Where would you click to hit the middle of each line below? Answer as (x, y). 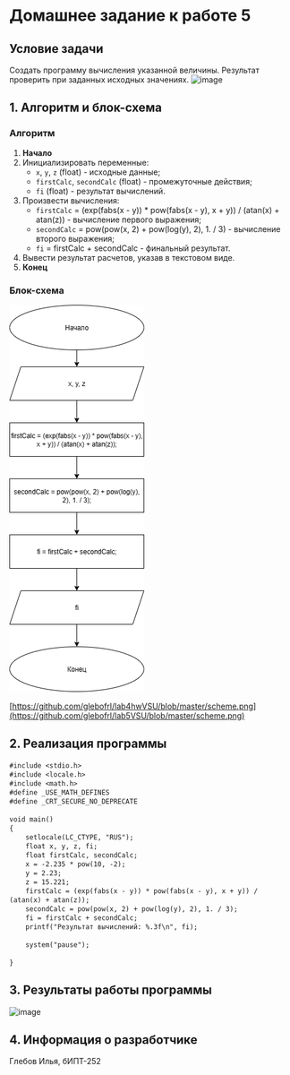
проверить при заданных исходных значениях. (99, 80)
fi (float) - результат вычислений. (100, 191)
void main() (31, 819)
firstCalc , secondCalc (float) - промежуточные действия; (144, 181)
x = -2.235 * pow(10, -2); (76, 864)
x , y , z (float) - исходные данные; (98, 172)
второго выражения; (75, 238)
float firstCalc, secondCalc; (82, 855)
